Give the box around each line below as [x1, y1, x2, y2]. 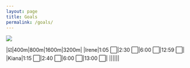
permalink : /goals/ [6, 19, 54, 25]
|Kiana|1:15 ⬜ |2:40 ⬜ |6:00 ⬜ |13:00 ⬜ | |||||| [6, 55, 119, 62]
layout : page [6, 8, 38, 15]
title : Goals [6, 14, 38, 20]
